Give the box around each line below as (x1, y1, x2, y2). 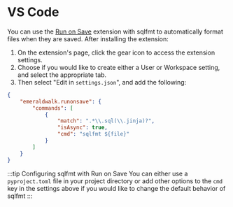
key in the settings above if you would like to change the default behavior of (7, 184, 226, 192)
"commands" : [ (32, 104, 73, 112)
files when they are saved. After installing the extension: (7, 34, 169, 43)
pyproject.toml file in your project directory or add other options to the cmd (7, 176, 223, 185)
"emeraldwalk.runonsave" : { (20, 98, 101, 105)
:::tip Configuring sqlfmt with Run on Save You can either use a (7, 169, 188, 178)
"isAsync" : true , (57, 124, 108, 131)
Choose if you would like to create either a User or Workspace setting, (17, 63, 220, 71)
